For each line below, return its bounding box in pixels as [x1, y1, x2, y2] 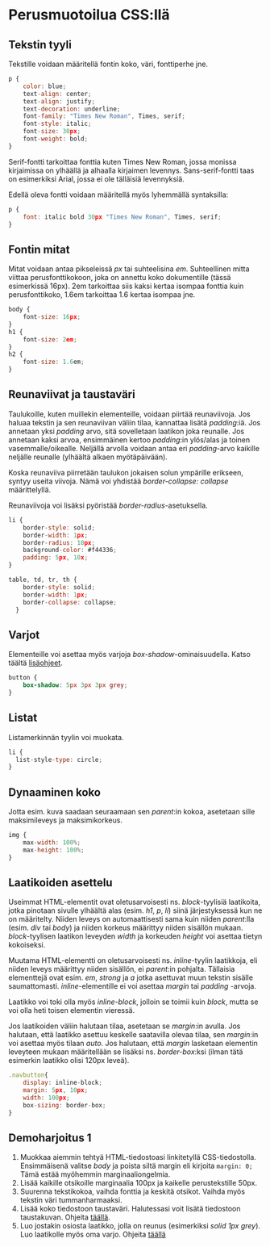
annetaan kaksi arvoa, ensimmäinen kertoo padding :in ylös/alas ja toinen [8, 434, 251, 445]
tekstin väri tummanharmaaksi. [19, 1195, 123, 1205]
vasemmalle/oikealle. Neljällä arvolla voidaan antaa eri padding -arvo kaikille [8, 443, 260, 453]
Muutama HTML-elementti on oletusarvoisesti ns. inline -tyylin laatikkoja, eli [8, 956, 258, 965]
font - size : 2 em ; [23, 335, 78, 344]
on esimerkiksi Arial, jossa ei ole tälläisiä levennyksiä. [8, 174, 185, 183]
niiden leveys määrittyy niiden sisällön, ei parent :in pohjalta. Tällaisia [8, 965, 235, 974]
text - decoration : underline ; [23, 105, 121, 113]
